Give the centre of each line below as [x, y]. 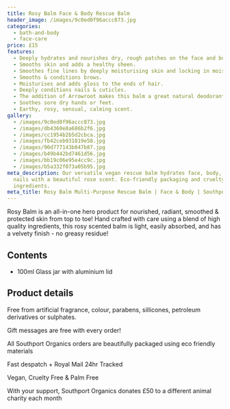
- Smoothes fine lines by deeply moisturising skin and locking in [112, 71]
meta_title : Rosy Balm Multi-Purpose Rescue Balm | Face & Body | [104, 192]
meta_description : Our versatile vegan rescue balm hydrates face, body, [115, 173]
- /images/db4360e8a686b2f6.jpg [60, 128]
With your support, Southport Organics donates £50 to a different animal [110, 390]
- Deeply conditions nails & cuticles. [70, 90]
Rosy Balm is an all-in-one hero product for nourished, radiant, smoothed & [113, 212]
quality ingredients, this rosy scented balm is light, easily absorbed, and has [114, 226]
